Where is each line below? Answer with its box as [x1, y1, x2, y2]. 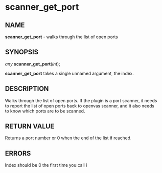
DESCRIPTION [5, 85, 49, 93]
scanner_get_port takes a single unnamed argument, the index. [5, 70, 134, 76]
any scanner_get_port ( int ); [5, 61, 60, 67]
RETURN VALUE [5, 122, 55, 130]
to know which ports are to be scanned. [5, 108, 85, 114]
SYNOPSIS [5, 48, 39, 56]
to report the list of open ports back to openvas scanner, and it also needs [5, 103, 155, 108]
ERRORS [5, 149, 31, 157]
